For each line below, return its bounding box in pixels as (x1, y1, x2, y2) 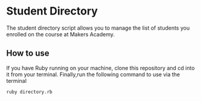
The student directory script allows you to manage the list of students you (6, 24, 190, 31)
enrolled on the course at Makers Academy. (6, 30, 115, 37)
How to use (6, 48, 49, 59)
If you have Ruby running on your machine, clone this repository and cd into (6, 64, 195, 71)
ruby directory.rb (6, 89, 53, 95)
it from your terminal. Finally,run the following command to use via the (6, 71, 180, 78)
